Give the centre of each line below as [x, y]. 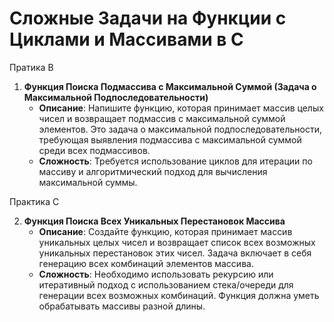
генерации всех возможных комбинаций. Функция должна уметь [179, 295]
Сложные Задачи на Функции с [148, 18]
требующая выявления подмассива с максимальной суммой [170, 139]
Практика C [34, 201]
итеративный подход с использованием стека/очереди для [166, 284]
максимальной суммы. [88, 182]
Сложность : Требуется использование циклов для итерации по [175, 161]
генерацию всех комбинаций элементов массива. [146, 263]
